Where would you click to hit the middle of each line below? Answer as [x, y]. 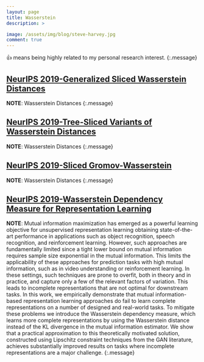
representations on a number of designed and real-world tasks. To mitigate [100, 307]
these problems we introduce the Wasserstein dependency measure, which [101, 314]
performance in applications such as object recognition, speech [94, 236]
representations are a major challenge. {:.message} [71, 353]
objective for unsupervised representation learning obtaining [83, 230]
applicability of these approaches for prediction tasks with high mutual [95, 262]
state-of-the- [176, 230]
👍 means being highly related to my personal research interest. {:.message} [102, 58]
